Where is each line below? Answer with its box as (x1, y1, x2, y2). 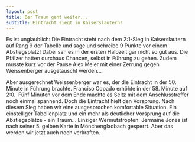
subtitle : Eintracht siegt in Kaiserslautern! (6, 20, 123, 25)
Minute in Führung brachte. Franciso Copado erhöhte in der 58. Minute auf (6, 85, 188, 92)
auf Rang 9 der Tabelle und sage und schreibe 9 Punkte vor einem (6, 42, 167, 49)
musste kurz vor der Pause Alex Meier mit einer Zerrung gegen (6, 61, 160, 68)
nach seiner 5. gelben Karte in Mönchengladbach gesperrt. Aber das (6, 122, 173, 130)
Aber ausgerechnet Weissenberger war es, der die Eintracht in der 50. (6, 79, 177, 86)
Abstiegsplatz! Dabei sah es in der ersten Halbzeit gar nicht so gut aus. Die (6, 49, 188, 56)
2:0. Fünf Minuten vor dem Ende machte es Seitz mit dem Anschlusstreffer (6, 91, 189, 98)
